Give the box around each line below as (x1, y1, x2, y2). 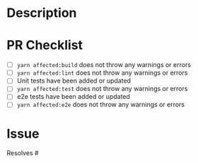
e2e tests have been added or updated (16, 92, 130, 101)
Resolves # (6, 149, 40, 157)
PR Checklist (6, 37, 83, 54)
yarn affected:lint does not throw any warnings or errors (16, 68, 188, 77)
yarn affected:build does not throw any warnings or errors (16, 61, 192, 69)
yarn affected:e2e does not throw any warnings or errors (16, 100, 185, 109)
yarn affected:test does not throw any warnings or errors (16, 85, 188, 93)
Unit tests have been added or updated (16, 76, 132, 85)
